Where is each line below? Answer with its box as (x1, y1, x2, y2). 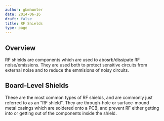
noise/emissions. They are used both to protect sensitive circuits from (5, 62, 147, 68)
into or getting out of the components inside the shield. (5, 110, 117, 116)
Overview (5, 44, 36, 52)
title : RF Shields (5, 21, 43, 26)
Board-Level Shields (5, 82, 69, 90)
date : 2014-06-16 (5, 12, 41, 17)
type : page (5, 26, 28, 30)
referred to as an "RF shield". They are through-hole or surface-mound (5, 99, 149, 106)
